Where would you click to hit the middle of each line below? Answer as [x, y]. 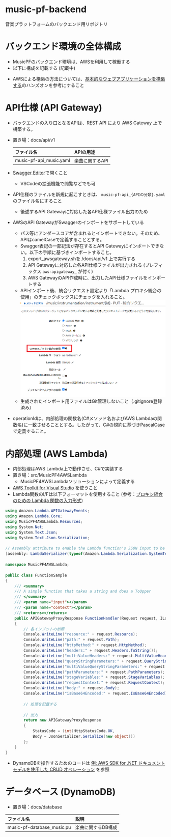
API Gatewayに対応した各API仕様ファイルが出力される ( [86, 265]
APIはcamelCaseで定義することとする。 [62, 240]
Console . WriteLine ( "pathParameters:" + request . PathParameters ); [94, 672]
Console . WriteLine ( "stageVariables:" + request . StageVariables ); [94, 677]
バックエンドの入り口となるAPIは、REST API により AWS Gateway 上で [87, 123]
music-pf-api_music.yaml [42, 160]
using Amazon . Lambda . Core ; [34, 516]
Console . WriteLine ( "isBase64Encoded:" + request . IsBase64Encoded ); [96, 693]
